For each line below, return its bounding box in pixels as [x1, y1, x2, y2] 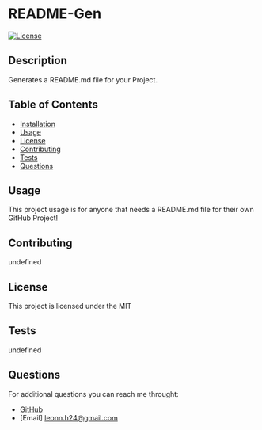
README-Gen [8, 5, 101, 23]
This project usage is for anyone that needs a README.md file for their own [8, 205, 255, 215]
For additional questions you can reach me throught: [8, 389, 180, 398]
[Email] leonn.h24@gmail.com [19, 413, 119, 422]
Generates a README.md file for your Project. [8, 74, 158, 84]
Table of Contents [8, 98, 99, 112]
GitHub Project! [8, 213, 59, 223]
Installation [19, 119, 56, 128]
